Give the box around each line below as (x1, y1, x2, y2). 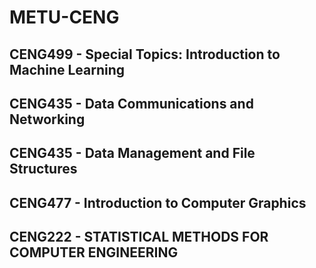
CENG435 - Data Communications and (9, 95, 254, 112)
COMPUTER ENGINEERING (9, 244, 179, 261)
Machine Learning (9, 61, 126, 78)
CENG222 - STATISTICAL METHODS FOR (9, 229, 269, 246)
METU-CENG (9, 6, 120, 29)
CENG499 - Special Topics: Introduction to (9, 46, 281, 63)
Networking (9, 111, 86, 128)
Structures (9, 161, 78, 178)
